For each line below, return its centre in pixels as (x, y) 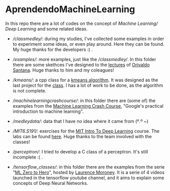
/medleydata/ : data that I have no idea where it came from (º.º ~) (80, 121)
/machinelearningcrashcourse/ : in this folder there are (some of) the (84, 101)
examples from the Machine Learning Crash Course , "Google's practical (88, 106)
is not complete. (29, 90)
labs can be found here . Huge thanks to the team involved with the (82, 136)
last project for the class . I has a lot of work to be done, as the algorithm (88, 85)
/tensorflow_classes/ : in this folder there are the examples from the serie (89, 167)
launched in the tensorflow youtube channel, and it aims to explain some (88, 178)
